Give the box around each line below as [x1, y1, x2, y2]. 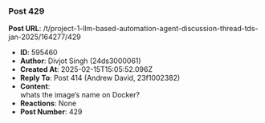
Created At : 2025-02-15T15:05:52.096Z [19, 65, 153, 74]
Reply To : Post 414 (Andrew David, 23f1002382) [19, 73, 181, 83]
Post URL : [8, 24, 42, 34]
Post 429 [8, 6, 45, 17]
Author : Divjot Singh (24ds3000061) [19, 56, 142, 65]
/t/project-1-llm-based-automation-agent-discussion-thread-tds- [43, 24, 259, 34]
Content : [19, 81, 51, 91]
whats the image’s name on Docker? [19, 90, 141, 100]
